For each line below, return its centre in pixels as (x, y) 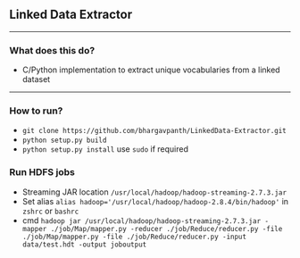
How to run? (36, 111)
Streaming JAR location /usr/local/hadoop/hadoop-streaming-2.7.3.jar (154, 192)
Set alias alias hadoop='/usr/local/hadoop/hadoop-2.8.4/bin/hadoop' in (155, 201)
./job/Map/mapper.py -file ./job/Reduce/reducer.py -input (134, 237)
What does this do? (52, 50)
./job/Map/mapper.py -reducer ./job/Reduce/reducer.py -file (167, 229)
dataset (36, 79)
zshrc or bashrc (50, 211)
